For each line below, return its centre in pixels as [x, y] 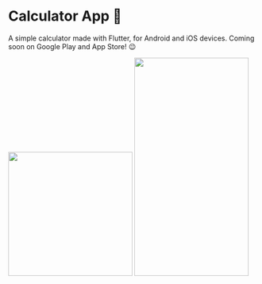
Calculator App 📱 [65, 16]
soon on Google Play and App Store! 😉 [72, 46]
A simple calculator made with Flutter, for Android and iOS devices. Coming [131, 38]
